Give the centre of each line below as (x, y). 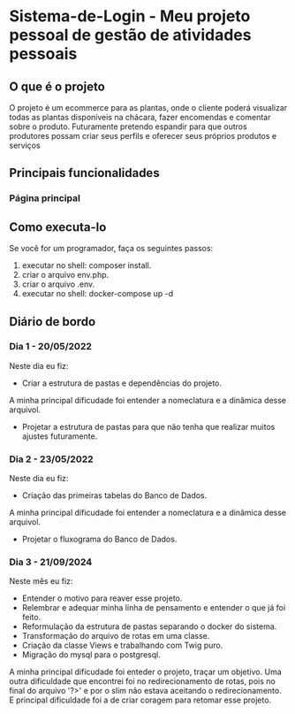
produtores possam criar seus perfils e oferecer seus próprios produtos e (143, 136)
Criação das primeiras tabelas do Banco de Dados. (114, 495)
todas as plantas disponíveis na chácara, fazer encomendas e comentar (140, 117)
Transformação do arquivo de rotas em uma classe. (116, 636)
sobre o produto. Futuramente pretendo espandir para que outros (128, 127)
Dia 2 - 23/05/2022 (52, 459)
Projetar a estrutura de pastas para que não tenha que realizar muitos (148, 426)
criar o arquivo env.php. (65, 275)
